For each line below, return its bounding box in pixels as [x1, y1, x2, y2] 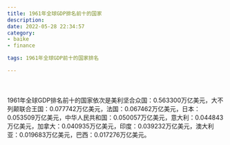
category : [7, 29, 36, 37]
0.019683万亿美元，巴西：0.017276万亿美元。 [19, 130, 151, 139]
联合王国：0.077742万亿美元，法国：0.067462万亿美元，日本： [19, 105, 200, 113]
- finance [7, 42, 36, 49]
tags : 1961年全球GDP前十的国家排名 [7, 55, 99, 62]
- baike [7, 36, 30, 43]
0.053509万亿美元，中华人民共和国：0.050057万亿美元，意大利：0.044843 [7, 113, 224, 122]
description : [7, 17, 45, 23]
